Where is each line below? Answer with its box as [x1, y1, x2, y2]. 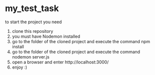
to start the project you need [5, 19, 62, 25]
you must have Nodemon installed [12, 33, 80, 39]
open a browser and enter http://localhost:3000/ [12, 59, 109, 65]
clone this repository [12, 28, 53, 34]
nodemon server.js [12, 54, 50, 60]
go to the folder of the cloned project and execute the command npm [12, 38, 150, 44]
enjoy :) [12, 64, 28, 70]
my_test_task [5, 3, 59, 14]
